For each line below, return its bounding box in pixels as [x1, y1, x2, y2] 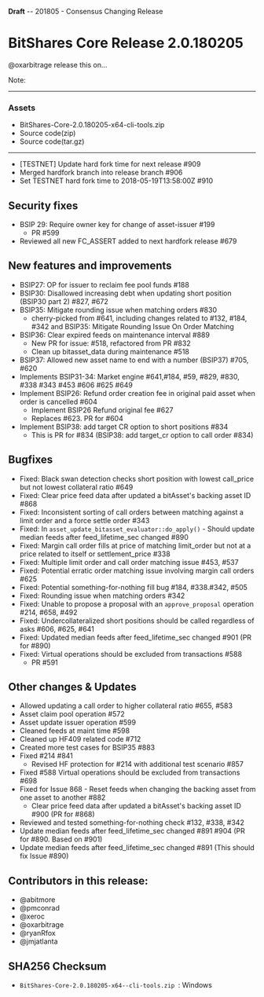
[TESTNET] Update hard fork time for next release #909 [19, 159, 201, 169]
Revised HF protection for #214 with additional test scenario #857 [31, 760, 244, 769]
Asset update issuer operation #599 [19, 718, 136, 728]
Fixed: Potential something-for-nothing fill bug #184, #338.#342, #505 [19, 582, 247, 592]
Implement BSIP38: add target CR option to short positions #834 [19, 422, 229, 431]
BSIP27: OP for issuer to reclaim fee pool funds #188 [19, 280, 190, 289]
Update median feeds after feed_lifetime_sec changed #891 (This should [19, 843, 255, 852]
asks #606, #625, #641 [19, 624, 94, 633]
